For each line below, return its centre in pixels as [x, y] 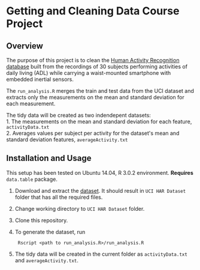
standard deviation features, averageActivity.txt [67, 139]
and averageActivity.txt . [47, 260]
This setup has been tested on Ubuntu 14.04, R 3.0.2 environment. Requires [100, 172]
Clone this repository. [41, 220]
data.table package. [32, 179]
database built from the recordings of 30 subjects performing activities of [97, 66]
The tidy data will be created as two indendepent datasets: [79, 115]
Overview [25, 46]
